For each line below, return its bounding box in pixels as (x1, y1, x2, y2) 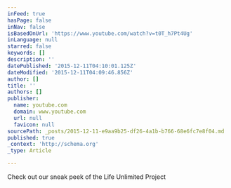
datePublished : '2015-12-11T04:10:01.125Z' (7, 62, 137, 69)
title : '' (7, 82, 37, 89)
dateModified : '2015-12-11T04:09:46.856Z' (7, 69, 133, 76)
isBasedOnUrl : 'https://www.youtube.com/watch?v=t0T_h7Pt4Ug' (7, 29, 193, 37)
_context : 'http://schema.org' (7, 141, 99, 148)
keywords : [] (7, 50, 46, 57)
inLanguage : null (7, 36, 58, 43)
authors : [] (7, 88, 42, 95)
